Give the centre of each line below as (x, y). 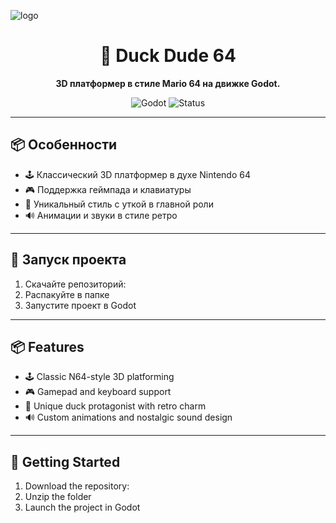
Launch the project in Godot (82, 507)
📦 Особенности (64, 145)
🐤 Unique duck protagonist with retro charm (115, 406)
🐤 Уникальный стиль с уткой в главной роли (119, 204)
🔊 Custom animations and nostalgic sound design (128, 417)
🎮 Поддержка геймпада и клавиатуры (108, 189)
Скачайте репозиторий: (75, 284)
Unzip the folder (58, 497)
